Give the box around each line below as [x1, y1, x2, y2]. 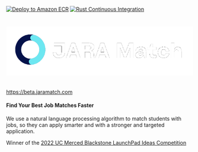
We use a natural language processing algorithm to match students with [6, 115, 182, 122]
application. [6, 128, 35, 135]
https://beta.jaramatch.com [6, 88, 73, 95]
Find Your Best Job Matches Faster [6, 102, 94, 109]
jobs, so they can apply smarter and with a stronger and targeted [6, 121, 165, 128]
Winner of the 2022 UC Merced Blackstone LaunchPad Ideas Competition [6, 139, 187, 146]
